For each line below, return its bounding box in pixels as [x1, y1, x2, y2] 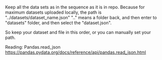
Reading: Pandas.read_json [5, 44, 61, 50]
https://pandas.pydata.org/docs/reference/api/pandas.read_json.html [5, 49, 146, 55]
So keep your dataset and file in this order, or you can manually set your [5, 30, 151, 35]
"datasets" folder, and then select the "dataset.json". [5, 20, 112, 26]
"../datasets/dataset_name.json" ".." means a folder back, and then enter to [5, 15, 157, 20]
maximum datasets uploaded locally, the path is [5, 9, 102, 15]
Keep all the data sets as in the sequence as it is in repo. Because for [5, 4, 145, 10]
